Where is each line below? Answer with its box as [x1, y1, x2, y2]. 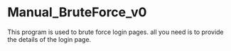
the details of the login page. [7, 35, 92, 43]
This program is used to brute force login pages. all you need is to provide [7, 28, 224, 36]
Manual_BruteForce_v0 [7, 4, 147, 21]
